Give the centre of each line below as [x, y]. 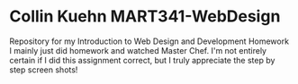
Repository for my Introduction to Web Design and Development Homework [149, 41]
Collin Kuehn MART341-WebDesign [145, 17]
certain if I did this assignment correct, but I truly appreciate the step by [142, 60]
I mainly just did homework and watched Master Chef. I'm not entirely [138, 50]
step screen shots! [44, 70]
